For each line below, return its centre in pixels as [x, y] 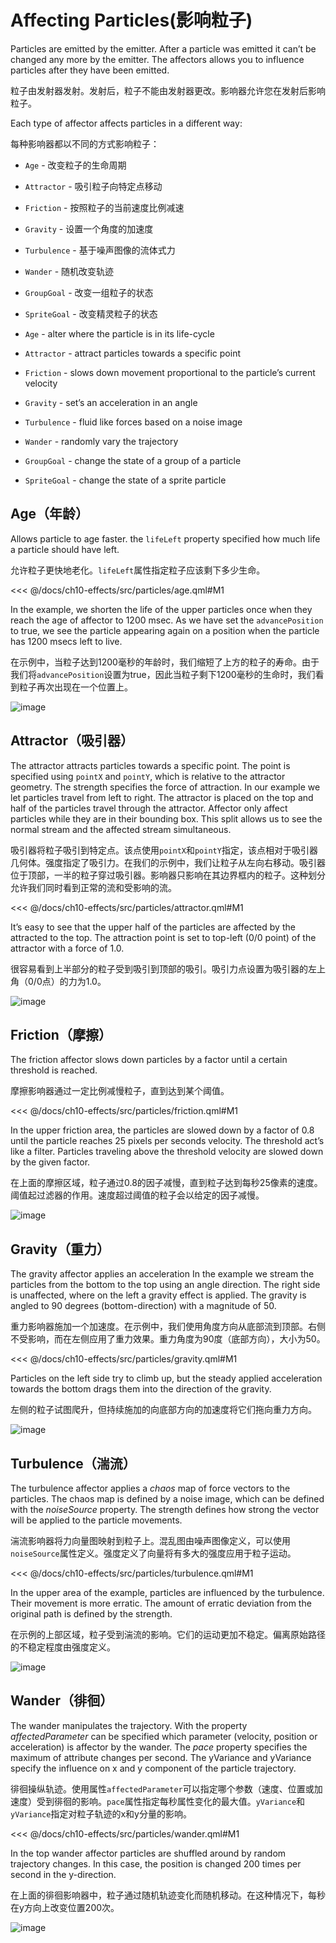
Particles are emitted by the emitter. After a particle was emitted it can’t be [163, 48]
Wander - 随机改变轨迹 [69, 271]
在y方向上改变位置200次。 [65, 1907]
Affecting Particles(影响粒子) [131, 20]
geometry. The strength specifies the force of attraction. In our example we [165, 787]
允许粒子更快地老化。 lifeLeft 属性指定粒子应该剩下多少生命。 [138, 570]
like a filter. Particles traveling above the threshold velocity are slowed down [167, 1152]
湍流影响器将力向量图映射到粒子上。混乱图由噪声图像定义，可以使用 [150, 1540]
